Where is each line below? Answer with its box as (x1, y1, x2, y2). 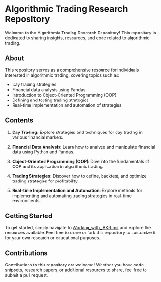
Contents (5, 116, 34, 125)
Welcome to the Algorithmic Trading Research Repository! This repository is (5, 30, 156, 35)
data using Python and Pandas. (12, 149, 74, 155)
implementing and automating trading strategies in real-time (12, 193, 132, 199)
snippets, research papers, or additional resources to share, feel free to (5, 267, 147, 273)
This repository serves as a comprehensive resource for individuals (5, 67, 139, 73)
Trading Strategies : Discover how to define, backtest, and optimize (12, 173, 146, 179)
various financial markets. (12, 134, 64, 140)
